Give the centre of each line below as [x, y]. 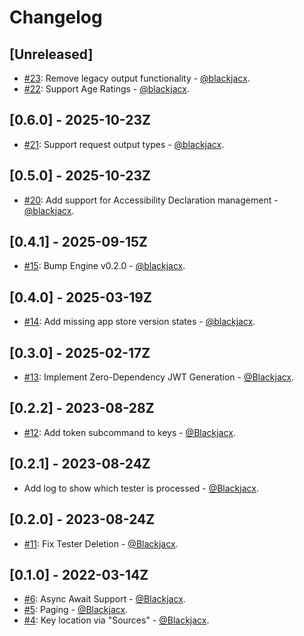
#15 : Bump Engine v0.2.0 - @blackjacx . [104, 266]
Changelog [56, 17]
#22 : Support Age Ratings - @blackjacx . [106, 89]
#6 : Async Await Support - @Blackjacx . [104, 599]
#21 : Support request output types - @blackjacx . [124, 144]
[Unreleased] [51, 54]
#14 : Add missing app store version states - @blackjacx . [139, 322]
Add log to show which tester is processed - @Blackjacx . [141, 488]
